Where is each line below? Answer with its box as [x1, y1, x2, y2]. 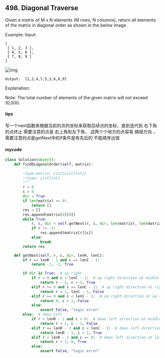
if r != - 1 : [31, 226, 56, 231]
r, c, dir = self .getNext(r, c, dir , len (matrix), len [31, 221, 146, 226]
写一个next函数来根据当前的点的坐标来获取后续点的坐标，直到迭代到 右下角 [5, 123, 157, 129]
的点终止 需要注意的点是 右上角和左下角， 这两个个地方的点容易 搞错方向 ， [5, 129, 158, 135]
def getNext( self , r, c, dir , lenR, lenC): [14, 253, 105, 258]
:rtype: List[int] [23, 175, 60, 181]
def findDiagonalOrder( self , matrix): [14, 162, 93, 167]
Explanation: [5, 85, 30, 91]
